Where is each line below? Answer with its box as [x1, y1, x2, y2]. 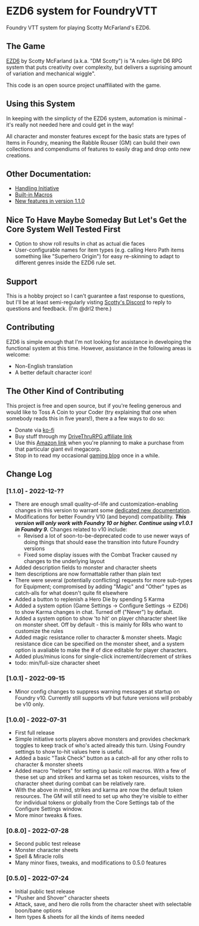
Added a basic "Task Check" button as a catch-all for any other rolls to [14, 754, 189, 762]
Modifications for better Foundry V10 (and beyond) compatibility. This [14, 513, 186, 521]
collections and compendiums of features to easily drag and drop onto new [6, 145, 191, 152]
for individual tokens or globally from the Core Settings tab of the [14, 799, 175, 806]
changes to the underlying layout [23, 558, 105, 565]
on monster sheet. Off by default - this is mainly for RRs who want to [14, 621, 184, 628]
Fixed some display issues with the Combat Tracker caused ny [23, 551, 178, 558]
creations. [6, 151, 31, 159]
